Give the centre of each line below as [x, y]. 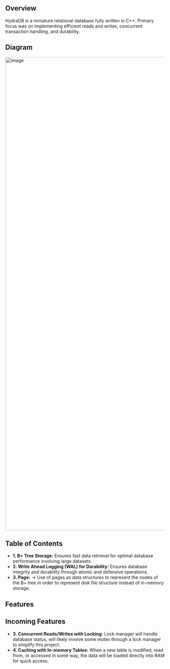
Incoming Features [35, 621]
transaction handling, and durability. [42, 31]
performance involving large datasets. [52, 561]
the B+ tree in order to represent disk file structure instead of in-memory [88, 583]
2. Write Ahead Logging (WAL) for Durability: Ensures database [80, 567]
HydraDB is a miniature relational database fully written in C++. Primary [80, 20]
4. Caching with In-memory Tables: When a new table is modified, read [88, 650]
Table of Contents [34, 544]
